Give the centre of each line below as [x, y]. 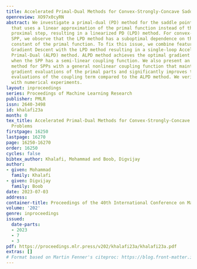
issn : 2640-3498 [26, 104]
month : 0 [17, 115]
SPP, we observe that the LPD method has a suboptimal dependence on [98, 39]
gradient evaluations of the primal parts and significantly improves [99, 72]
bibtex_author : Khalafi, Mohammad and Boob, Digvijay [73, 159]
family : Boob [27, 186]
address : [17, 197]
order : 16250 [22, 148]
